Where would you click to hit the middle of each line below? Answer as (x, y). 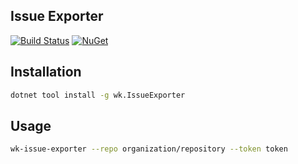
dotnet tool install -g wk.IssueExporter (98, 95)
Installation (46, 72)
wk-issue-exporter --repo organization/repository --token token (149, 149)
